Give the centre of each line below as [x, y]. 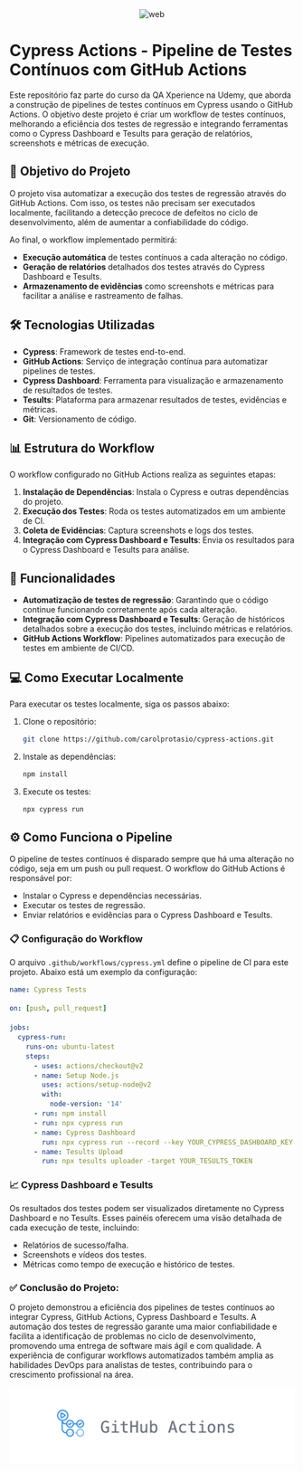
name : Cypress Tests [48, 990]
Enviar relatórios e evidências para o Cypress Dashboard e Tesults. [147, 915]
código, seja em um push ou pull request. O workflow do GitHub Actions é [147, 868]
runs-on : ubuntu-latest [71, 1047]
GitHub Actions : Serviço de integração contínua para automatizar [145, 361]
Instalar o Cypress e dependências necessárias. [112, 896]
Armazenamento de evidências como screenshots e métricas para [148, 286]
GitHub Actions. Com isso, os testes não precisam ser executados [133, 203]
